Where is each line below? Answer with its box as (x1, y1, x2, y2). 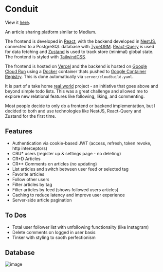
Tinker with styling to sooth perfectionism (12, 235, 96, 240)
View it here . (5, 19, 30, 25)
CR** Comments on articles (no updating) (12, 161, 97, 166)
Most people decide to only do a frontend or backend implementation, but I (5, 103, 156, 109)
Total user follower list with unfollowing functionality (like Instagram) (12, 224, 149, 230)
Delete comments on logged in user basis (12, 229, 96, 235)
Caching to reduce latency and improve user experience (12, 192, 125, 198)
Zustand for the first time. (5, 113, 56, 119)
